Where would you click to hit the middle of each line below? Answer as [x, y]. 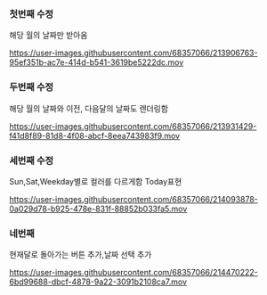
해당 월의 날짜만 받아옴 [49, 35]
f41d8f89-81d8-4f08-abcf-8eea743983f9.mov [95, 135]
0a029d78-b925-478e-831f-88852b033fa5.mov [98, 209]
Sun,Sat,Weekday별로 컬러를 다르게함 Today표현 [96, 181]
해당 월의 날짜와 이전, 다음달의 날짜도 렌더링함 [89, 108]
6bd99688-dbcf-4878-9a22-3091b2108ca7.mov [98, 282]
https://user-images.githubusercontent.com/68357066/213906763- [133, 53]
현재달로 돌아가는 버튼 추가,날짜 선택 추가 [81, 255]
